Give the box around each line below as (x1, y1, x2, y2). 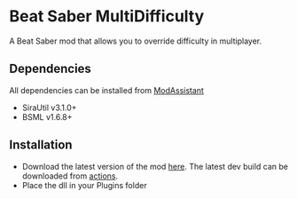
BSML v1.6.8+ (21, 111, 73, 122)
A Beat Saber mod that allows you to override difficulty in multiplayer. (9, 36, 262, 46)
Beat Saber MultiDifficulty (9, 6, 205, 27)
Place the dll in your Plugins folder (21, 179, 148, 190)
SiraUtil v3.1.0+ (21, 102, 77, 113)
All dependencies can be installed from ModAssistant (9, 84, 204, 95)
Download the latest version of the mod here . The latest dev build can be (21, 161, 288, 171)
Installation (9, 138, 73, 153)
